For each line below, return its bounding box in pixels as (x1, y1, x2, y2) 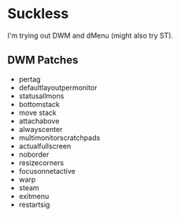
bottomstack (18, 99, 61, 108)
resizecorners (18, 158, 65, 167)
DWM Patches (7, 53, 79, 67)
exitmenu (18, 191, 50, 200)
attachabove (18, 116, 60, 126)
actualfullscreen (18, 141, 72, 150)
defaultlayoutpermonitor (18, 83, 98, 92)
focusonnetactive (18, 166, 76, 175)
